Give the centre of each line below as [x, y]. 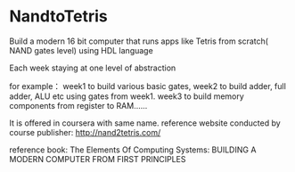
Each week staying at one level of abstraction [93, 68]
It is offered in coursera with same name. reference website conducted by [145, 123]
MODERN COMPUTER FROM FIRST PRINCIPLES [98, 159]
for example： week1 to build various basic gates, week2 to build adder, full [148, 86]
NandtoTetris [59, 16]
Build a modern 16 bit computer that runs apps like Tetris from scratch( [139, 41]
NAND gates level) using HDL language [81, 50]
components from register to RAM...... [78, 105]
